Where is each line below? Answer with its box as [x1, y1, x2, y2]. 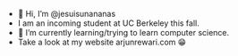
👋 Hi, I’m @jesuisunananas [17, 9, 116, 19]
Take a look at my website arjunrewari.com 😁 [17, 36, 186, 47]
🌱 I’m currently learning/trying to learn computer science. [17, 28, 230, 37]
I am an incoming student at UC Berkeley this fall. [17, 18, 200, 28]
